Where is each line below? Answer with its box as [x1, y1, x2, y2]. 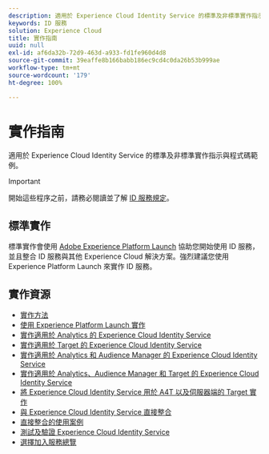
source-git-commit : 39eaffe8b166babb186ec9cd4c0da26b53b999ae [8, 57, 220, 65]
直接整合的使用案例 [19, 417, 84, 427]
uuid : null [8, 42, 45, 50]
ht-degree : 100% [8, 78, 62, 86]
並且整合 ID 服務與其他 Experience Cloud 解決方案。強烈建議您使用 [8, 251, 230, 261]
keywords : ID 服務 [8, 19, 67, 27]
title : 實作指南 [8, 34, 58, 42]
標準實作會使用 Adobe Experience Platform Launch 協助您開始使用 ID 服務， [8, 242, 259, 251]
